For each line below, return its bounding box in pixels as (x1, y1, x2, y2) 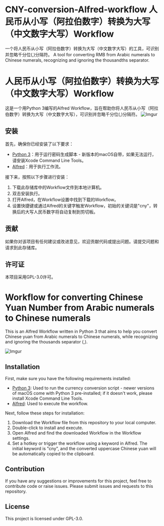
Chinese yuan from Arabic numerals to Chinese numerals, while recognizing (5, 334, 158, 340)
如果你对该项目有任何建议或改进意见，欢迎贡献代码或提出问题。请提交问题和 (5, 238, 159, 244)
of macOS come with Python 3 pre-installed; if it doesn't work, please (12, 390, 153, 396)
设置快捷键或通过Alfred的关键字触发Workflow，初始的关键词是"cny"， (12, 203, 154, 208)
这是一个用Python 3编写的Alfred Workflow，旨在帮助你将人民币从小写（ (5, 105, 150, 111)
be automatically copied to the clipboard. (12, 451, 95, 457)
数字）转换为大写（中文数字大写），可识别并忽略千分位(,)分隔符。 (9, 111, 140, 117)
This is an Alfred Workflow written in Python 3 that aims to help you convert (5, 328, 157, 335)
